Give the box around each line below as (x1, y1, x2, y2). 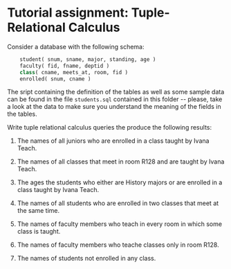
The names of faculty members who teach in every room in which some (17, 220, 223, 228)
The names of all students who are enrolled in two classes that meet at (17, 199, 219, 207)
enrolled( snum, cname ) (19, 75, 91, 83)
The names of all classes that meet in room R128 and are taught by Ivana (17, 157, 225, 166)
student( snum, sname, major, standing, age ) (19, 55, 156, 63)
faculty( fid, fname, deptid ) (19, 62, 110, 69)
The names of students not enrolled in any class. (17, 254, 156, 263)
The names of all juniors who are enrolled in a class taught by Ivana (17, 137, 210, 145)
